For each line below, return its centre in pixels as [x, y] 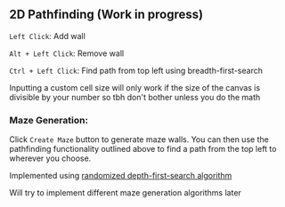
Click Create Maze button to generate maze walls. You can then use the [139, 139]
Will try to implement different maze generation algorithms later [126, 193]
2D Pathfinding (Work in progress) [106, 15]
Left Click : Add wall [48, 36]
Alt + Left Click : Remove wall [67, 53]
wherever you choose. [50, 158]
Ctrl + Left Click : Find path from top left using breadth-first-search [136, 70]
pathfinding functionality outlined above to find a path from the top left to [143, 149]
